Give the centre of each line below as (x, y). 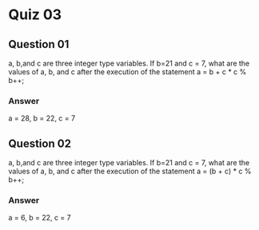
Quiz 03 (35, 15)
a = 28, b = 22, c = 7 (42, 118)
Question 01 (39, 44)
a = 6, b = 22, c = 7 (40, 218)
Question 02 (40, 143)
